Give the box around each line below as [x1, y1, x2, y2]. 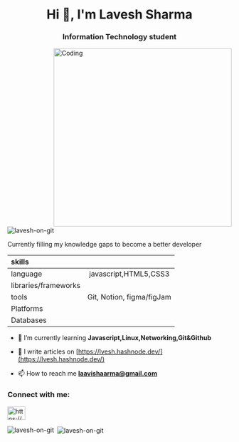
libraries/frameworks [11, 281, 81, 291]
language [11, 269, 43, 279]
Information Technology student [62, 32, 177, 42]
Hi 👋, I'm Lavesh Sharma [46, 6, 193, 23]
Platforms [11, 304, 43, 314]
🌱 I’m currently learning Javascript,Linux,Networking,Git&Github [17, 334, 212, 342]
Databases [11, 315, 47, 325]
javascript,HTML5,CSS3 [88, 269, 170, 279]
